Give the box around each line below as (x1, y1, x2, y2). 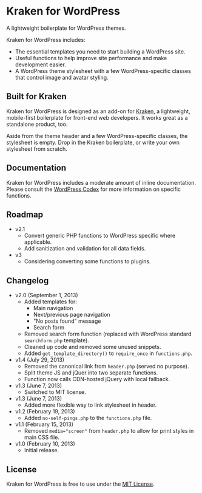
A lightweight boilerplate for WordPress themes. (6, 24, 126, 32)
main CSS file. (24, 433, 59, 441)
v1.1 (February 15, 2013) (15, 421, 74, 428)
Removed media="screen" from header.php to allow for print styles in (24, 427, 194, 435)
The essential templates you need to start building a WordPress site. (15, 47, 186, 55)
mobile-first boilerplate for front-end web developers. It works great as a (6, 114, 188, 121)
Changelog (6, 275, 49, 286)
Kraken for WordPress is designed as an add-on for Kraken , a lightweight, (6, 108, 190, 115)
